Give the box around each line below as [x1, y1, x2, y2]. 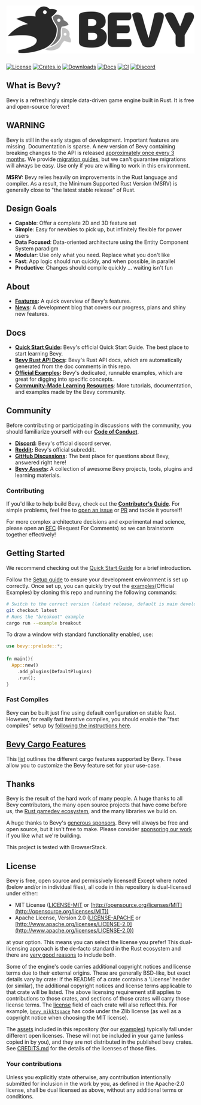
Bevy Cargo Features [6, 739, 86, 749]
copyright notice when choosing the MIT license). [6, 1014, 129, 1022]
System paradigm [14, 245, 59, 252]
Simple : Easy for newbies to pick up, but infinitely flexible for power [14, 226, 182, 233]
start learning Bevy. [14, 350, 63, 357]
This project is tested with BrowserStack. [6, 844, 108, 851]
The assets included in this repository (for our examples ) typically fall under [6, 1026, 193, 1033]
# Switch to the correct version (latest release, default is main [6, 601, 178, 607]
